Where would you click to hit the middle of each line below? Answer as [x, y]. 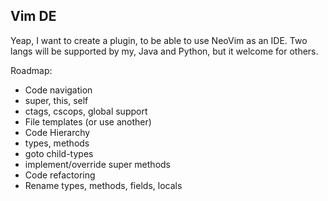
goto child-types [59, 153]
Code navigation [58, 90]
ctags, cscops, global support [86, 111]
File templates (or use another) [88, 121]
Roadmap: [31, 70]
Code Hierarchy [57, 132]
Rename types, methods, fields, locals [103, 185]
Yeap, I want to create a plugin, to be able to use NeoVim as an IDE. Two [159, 40]
